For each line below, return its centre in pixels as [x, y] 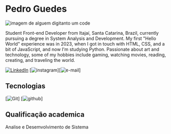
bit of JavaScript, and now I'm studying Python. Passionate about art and [82, 49]
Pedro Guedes [36, 9]
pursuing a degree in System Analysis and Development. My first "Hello [81, 38]
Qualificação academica [45, 115]
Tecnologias [25, 86]
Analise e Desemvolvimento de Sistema [47, 127]
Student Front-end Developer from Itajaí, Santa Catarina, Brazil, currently [82, 33]
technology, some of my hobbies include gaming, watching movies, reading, [86, 55]
